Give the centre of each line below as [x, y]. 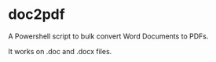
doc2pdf [37, 15]
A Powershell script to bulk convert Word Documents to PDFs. [108, 36]
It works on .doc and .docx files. [60, 51]
